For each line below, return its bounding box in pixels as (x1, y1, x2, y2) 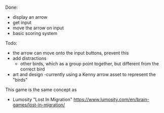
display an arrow (12, 14, 48, 20)
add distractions (12, 55, 47, 61)
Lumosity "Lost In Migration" (12, 96, 72, 102)
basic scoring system (12, 30, 57, 36)
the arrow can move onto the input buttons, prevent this (12, 50, 129, 56)
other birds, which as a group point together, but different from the (20, 61, 159, 66)
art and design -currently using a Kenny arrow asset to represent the (12, 71, 156, 78)
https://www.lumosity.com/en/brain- (73, 96, 149, 102)
